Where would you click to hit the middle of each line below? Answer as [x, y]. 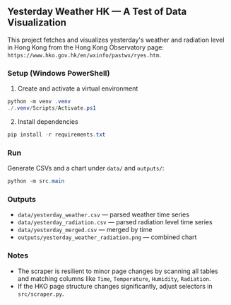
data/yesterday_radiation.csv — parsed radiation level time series [115, 222]
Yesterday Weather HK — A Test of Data [97, 12]
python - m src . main [36, 181]
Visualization [37, 23]
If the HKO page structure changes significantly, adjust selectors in [115, 286]
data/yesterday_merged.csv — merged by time [85, 230]
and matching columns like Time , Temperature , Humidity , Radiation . [114, 278]
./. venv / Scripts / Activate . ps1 [52, 108]
